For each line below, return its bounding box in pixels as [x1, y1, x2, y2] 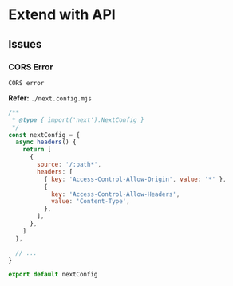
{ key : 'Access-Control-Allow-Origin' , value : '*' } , [43, 175, 227, 183]
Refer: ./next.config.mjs [8, 93, 92, 103]
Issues [8, 37, 42, 51]
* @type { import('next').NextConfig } [11, 116, 145, 124]
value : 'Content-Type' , [50, 198, 130, 206]
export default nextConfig [8, 271, 98, 279]
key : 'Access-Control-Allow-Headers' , [50, 190, 180, 198]
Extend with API [8, 6, 116, 24]
